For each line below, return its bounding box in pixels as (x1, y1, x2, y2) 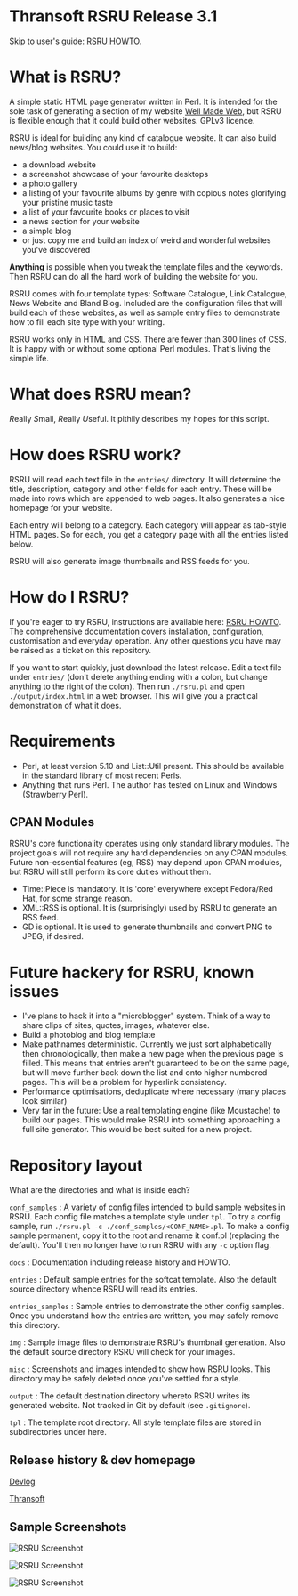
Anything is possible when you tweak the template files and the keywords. (9, 261, 283, 272)
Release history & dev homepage (9, 1453, 196, 1468)
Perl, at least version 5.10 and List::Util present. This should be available (21, 760, 285, 771)
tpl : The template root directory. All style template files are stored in (9, 1417, 262, 1428)
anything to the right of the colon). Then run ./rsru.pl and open (9, 681, 245, 692)
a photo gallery (21, 178, 78, 189)
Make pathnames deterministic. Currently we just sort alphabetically (21, 1039, 272, 1049)
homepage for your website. (9, 502, 113, 513)
